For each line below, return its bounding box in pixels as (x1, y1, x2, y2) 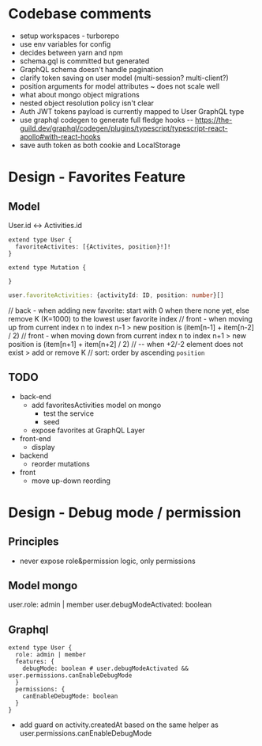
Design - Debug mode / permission (8, 504, 241, 521)
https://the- (194, 115, 233, 124)
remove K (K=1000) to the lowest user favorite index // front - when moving (8, 314, 253, 323)
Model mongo (8, 579, 78, 592)
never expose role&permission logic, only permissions (19, 556, 196, 565)
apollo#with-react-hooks (19, 131, 101, 141)
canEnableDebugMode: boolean (22, 692, 118, 701)
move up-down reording (31, 476, 110, 485)
